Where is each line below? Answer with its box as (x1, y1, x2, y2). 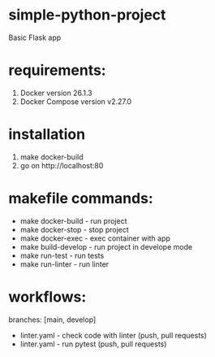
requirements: (8, 61, 107, 80)
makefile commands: (8, 189, 154, 207)
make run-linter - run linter (19, 259, 110, 269)
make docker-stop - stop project (19, 224, 130, 234)
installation (8, 125, 86, 144)
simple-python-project (8, 6, 166, 24)
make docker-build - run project (19, 216, 127, 225)
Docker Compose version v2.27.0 (19, 96, 132, 107)
